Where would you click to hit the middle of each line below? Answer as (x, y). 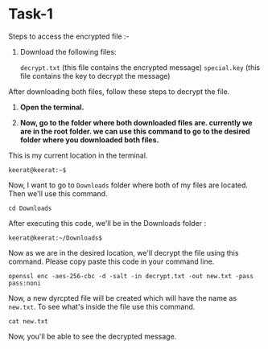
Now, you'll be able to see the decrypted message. (93, 336)
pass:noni (25, 283)
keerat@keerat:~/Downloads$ (56, 238)
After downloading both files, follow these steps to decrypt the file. (119, 91)
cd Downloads (30, 208)
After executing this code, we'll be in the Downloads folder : (107, 223)
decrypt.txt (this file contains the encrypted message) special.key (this (140, 67)
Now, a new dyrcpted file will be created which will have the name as (123, 298)
